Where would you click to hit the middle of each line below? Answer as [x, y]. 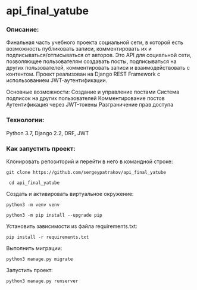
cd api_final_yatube [34, 183]
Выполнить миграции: [34, 248]
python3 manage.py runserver [42, 281]
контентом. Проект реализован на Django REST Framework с [83, 74]
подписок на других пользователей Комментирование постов [85, 98]
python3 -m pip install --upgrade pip [54, 216]
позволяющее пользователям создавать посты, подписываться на [91, 61]
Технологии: [25, 120]
